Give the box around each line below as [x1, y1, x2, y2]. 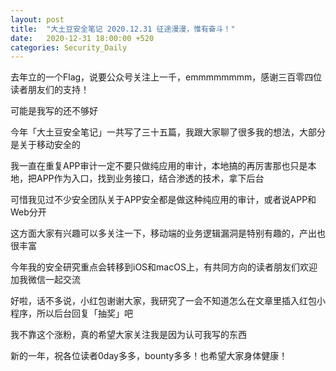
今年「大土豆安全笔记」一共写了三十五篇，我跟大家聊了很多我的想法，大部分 [10, 126, 326, 138]
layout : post [10, 14, 65, 25]
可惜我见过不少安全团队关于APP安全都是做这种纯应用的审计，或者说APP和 [10, 194, 317, 206]
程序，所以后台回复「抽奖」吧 [10, 307, 133, 320]
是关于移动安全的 [10, 139, 81, 151]
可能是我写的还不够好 [10, 105, 98, 117]
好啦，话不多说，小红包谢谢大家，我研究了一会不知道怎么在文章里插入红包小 [10, 295, 326, 307]
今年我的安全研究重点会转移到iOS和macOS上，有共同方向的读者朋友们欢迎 [10, 261, 318, 273]
